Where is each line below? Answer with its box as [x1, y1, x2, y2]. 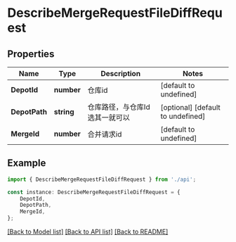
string [53, 107, 75, 117]
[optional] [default [160, 103, 221, 112]
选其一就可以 [87, 113, 130, 122]
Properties [7, 48, 55, 60]
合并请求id [87, 129, 122, 139]
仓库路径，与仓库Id [87, 102, 150, 112]
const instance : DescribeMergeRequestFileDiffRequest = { [7, 189, 181, 196]
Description [100, 69, 141, 78]
